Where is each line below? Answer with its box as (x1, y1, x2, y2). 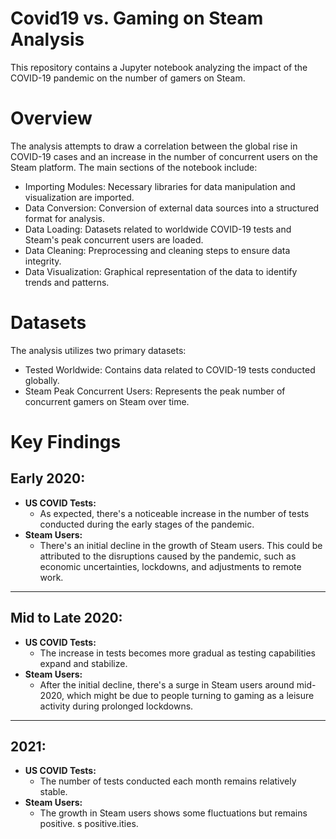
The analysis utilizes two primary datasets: (10, 344, 187, 356)
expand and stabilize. (39, 657, 128, 669)
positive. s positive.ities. (39, 818, 139, 830)
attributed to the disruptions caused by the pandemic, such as (39, 550, 297, 562)
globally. (24, 374, 60, 386)
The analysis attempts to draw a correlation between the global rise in (10, 140, 298, 152)
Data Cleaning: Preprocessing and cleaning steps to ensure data (24, 244, 291, 256)
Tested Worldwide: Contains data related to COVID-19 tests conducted (24, 363, 316, 376)
